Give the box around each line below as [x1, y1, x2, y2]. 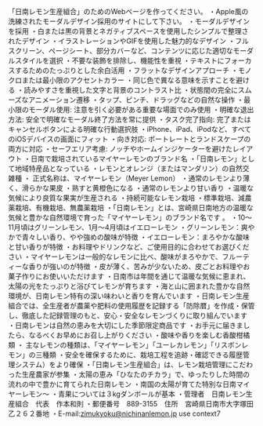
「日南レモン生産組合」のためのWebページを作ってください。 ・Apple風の [8, 7, 249, 16]
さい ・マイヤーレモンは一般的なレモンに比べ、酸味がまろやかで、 [8, 252, 222, 261]
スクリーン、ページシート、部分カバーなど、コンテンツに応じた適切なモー [8, 46, 247, 55]
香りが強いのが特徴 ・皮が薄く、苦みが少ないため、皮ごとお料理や [28, 262, 243, 271]
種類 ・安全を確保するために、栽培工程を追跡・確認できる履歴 [41, 350, 243, 359]
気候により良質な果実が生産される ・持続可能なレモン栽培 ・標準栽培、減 [8, 193, 245, 202]
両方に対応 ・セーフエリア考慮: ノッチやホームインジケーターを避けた [8, 144, 233, 153]
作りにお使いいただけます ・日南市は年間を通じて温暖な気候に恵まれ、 [21, 271, 250, 281]
